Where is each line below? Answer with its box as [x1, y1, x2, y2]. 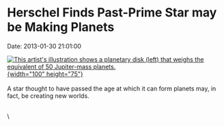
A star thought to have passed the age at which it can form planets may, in [7, 84, 216, 92]
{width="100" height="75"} [7, 70, 83, 78]
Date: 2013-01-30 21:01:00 [7, 42, 82, 50]
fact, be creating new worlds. [7, 91, 90, 100]
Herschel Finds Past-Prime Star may [7, 5, 217, 21]
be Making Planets [7, 19, 115, 35]
